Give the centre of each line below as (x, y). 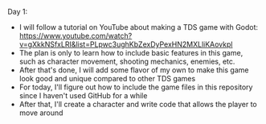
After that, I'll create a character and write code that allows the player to (138, 104)
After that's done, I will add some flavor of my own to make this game (134, 70)
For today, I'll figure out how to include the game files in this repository (136, 87)
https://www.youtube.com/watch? (76, 36)
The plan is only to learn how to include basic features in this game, (131, 53)
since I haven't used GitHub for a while (83, 95)
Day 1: (18, 12)
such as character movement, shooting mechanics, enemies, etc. (127, 61)
